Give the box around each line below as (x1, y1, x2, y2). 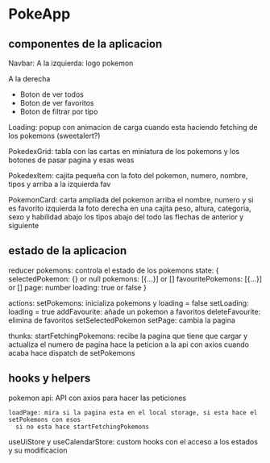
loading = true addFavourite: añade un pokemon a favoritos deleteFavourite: (8, 307, 261, 316)
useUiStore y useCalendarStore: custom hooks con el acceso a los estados (8, 436, 258, 446)
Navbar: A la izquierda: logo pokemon (8, 58, 134, 68)
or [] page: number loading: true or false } (8, 282, 147, 292)
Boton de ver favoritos (19, 98, 94, 107)
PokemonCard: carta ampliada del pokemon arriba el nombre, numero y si (8, 195, 254, 204)
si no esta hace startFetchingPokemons (15, 423, 150, 431)
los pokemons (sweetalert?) (8, 131, 101, 140)
